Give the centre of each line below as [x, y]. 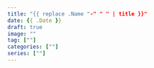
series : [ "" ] [27, 54]
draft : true [25, 27]
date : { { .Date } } [34, 21]
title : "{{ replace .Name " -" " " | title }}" [77, 14]
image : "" [22, 34]
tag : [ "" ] [22, 40]
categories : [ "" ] [33, 47]
